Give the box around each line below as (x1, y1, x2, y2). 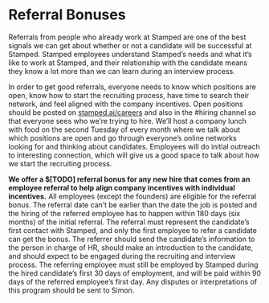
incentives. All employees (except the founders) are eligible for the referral (8, 191, 257, 201)
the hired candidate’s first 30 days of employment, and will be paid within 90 (8, 268, 262, 278)
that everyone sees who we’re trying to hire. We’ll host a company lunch (8, 116, 247, 125)
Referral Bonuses (8, 6, 126, 24)
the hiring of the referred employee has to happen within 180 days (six (8, 208, 241, 218)
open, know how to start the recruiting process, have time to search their (8, 90, 250, 100)
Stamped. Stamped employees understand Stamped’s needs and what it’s (8, 49, 253, 59)
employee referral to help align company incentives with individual (8, 182, 235, 192)
